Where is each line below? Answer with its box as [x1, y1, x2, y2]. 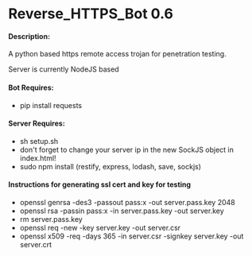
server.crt [19, 240, 52, 249]
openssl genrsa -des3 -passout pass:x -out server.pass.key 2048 [19, 198, 236, 207]
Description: [8, 31, 50, 41]
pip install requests [19, 100, 82, 110]
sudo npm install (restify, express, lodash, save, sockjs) [19, 161, 201, 171]
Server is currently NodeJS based [8, 64, 119, 74]
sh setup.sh [19, 136, 59, 145]
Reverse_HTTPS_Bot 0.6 [8, 5, 173, 23]
